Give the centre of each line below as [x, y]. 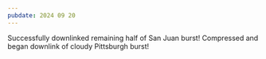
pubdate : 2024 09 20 [42, 15]
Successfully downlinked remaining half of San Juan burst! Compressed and [133, 38]
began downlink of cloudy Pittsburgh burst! [78, 46]
